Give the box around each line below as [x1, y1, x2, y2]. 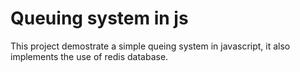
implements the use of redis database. [10, 50, 169, 62]
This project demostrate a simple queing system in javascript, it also [10, 40, 291, 52]
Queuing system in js [10, 7, 189, 30]
